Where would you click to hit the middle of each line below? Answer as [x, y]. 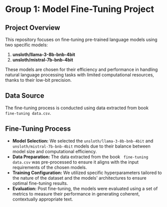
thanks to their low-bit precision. [38, 80]
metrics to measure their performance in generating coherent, [76, 194]
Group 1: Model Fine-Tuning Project [80, 9]
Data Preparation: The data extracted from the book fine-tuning [80, 157]
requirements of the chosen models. [50, 167]
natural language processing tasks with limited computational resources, [80, 75]
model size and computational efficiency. [55, 151]
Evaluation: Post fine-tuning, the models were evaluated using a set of [85, 189]
